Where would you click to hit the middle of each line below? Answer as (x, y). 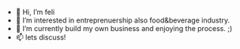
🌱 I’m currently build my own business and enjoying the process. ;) (124, 28)
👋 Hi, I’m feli (35, 12)
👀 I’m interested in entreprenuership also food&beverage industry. (123, 20)
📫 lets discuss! (41, 37)
